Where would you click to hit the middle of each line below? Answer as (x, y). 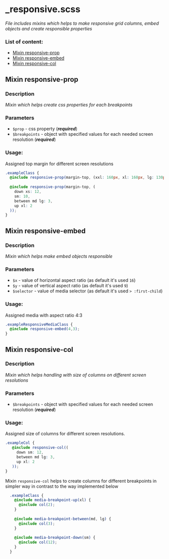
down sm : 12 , (30, 452)
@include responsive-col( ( (40, 448)
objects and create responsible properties (49, 28)
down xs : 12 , (28, 192)
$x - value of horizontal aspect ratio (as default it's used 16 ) (74, 280)
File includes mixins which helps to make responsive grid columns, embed (82, 23)
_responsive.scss (43, 9)
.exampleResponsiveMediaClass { (39, 324)
